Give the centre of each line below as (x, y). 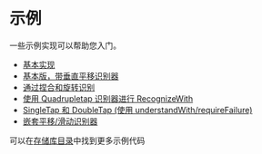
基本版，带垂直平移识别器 (71, 76)
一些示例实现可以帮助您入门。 (65, 45)
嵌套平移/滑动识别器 (60, 121)
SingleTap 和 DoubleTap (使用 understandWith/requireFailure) (137, 110)
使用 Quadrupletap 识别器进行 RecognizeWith (108, 98)
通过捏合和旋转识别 (59, 87)
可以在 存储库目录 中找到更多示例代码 (77, 140)
